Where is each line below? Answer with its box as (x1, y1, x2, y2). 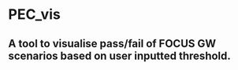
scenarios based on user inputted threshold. (8, 49, 231, 62)
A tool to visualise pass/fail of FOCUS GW (8, 37, 217, 50)
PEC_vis (8, 6, 61, 24)
